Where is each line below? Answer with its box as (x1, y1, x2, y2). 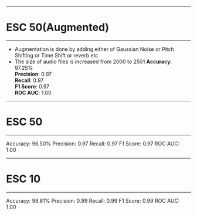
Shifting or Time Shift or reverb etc (14, 52, 98, 59)
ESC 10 (6, 172, 41, 186)
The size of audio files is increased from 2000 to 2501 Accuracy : (14, 58, 172, 65)
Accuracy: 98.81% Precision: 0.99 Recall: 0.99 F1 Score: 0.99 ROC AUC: (6, 197, 180, 204)
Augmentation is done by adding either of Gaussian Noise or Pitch (14, 45, 175, 53)
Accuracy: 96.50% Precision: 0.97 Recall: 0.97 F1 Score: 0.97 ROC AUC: (6, 140, 180, 147)
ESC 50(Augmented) (6, 21, 110, 34)
